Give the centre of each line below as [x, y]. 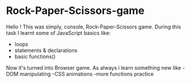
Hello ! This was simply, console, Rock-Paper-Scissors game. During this [93, 27]
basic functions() [35, 56]
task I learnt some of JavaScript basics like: [58, 33]
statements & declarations [46, 50]
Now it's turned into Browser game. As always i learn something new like [93, 67]
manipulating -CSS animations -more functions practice [86, 74]
